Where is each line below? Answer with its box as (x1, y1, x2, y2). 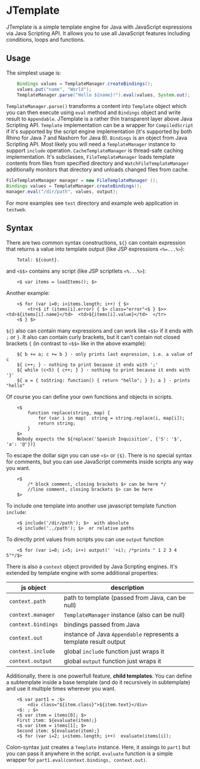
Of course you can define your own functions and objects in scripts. (6, 393, 173, 400)
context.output (9, 657, 52, 665)
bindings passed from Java (63, 620, 140, 629)
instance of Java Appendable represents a (63, 630, 179, 638)
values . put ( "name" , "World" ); (17, 86, 92, 93)
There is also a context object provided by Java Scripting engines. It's (6, 562, 178, 570)
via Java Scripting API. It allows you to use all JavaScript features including (6, 29, 190, 36)
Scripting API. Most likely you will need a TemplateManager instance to (6, 141, 176, 148)
